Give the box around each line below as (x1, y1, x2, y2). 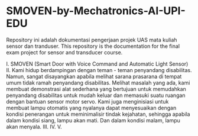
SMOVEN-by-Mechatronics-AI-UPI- (6, 4, 186, 18)
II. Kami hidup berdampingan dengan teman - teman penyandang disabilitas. (6, 66, 192, 73)
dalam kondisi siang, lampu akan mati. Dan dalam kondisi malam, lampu (6, 116, 180, 124)
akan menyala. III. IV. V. (6, 123, 62, 130)
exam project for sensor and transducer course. (6, 48, 123, 56)
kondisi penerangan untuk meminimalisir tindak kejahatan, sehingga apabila (6, 111, 190, 118)
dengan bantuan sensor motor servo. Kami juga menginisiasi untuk (6, 98, 169, 105)
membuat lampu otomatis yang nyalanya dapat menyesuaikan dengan (6, 104, 177, 111)
